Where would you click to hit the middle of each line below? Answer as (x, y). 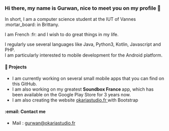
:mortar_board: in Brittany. (32, 24)
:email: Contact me (25, 112)
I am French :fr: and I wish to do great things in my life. (62, 35)
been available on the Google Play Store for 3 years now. (71, 94)
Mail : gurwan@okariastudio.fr (44, 123)
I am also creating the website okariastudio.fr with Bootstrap (75, 100)
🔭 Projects (16, 67)
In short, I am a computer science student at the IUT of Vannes (70, 19)
